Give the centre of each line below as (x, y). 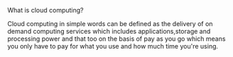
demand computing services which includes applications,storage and (109, 31)
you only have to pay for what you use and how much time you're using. (113, 46)
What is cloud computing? (45, 10)
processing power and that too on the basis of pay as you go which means (116, 39)
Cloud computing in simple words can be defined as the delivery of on (110, 24)
